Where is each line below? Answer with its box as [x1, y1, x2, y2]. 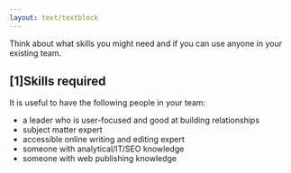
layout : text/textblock [9, 13, 99, 23]
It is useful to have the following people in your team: [9, 97, 206, 108]
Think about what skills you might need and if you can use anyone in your [9, 38, 283, 49]
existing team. [9, 47, 61, 59]
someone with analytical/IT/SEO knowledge [22, 143, 185, 154]
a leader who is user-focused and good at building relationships [22, 114, 259, 126]
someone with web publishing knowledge [22, 153, 177, 164]
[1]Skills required [9, 74, 106, 89]
